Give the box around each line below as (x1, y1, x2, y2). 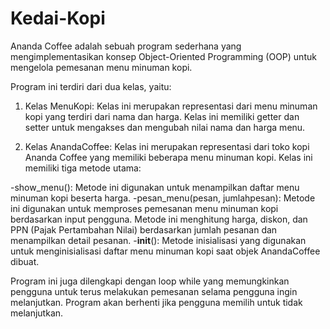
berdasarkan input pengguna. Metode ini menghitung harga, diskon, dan (10, 213, 308, 225)
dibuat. (10, 255, 40, 267)
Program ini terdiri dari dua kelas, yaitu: (10, 80, 172, 92)
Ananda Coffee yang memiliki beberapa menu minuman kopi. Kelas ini (24, 151, 313, 163)
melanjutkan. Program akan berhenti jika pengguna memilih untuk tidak (10, 296, 303, 308)
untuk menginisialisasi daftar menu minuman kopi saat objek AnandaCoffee (10, 245, 321, 257)
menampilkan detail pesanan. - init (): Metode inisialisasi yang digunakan (10, 234, 307, 246)
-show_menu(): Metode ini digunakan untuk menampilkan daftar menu (10, 181, 300, 193)
